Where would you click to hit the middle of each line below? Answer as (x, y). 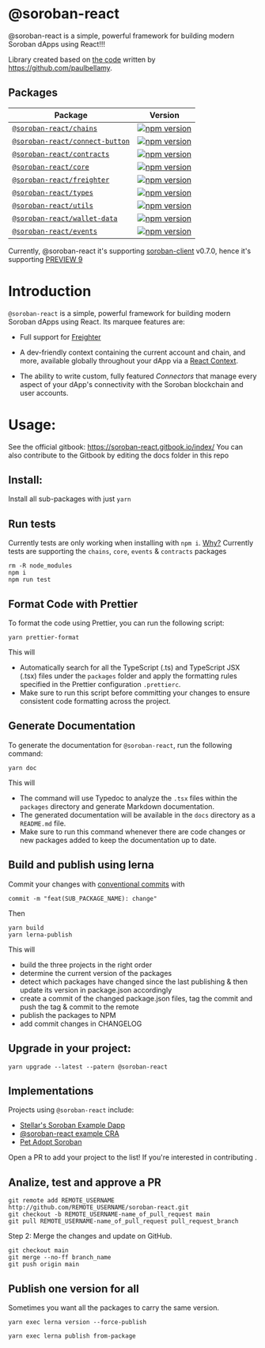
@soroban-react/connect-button (71, 141)
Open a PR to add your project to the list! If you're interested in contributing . (132, 1157)
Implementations (51, 1090)
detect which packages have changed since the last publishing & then (134, 982)
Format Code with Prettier (73, 604)
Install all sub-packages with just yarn (70, 499)
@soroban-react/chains (55, 128)
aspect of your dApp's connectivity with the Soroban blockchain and (131, 384)
